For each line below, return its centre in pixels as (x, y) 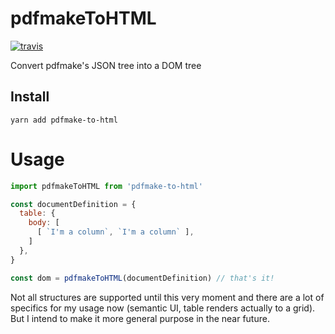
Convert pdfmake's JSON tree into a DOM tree (106, 65)
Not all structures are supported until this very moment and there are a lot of (167, 297)
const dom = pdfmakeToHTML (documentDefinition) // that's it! (142, 278)
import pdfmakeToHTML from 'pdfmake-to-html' (106, 186)
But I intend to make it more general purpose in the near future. (140, 318)
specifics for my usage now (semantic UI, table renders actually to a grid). (163, 308)
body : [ (44, 223)
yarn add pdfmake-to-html (64, 120)
